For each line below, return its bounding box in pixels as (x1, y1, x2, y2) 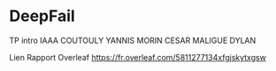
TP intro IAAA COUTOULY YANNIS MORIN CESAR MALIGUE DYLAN (9, 35, 257, 46)
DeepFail (9, 6, 75, 26)
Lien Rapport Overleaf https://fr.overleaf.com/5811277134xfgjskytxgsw (9, 52, 267, 62)
